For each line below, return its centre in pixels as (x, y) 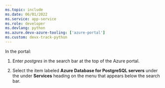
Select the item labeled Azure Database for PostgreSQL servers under (85, 70)
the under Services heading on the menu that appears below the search (86, 76)
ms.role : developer (25, 23)
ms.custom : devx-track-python (36, 38)
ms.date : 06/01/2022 (27, 14)
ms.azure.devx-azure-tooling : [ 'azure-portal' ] (55, 33)
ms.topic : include (24, 10)
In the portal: (18, 51)
